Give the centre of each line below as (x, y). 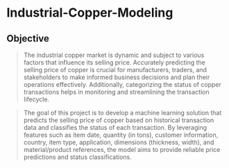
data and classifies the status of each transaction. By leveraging (115, 127)
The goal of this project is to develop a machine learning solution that (122, 113)
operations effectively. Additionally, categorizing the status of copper (122, 84)
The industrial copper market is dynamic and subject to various (114, 55)
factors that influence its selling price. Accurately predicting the (114, 62)
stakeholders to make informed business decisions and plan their (117, 77)
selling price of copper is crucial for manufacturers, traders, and (115, 70)
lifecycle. (36, 99)
